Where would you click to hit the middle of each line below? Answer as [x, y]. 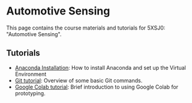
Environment [31, 74]
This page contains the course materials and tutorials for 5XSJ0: [86, 28]
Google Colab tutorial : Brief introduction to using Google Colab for [97, 87]
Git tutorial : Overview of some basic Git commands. [79, 80]
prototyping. [30, 93]
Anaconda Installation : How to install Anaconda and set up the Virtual [100, 67]
